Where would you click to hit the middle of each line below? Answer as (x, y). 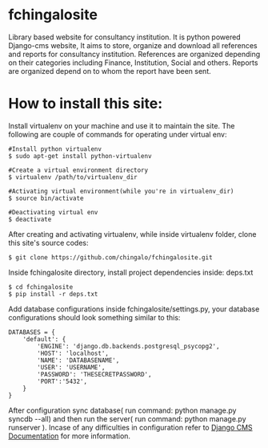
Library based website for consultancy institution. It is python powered (125, 37)
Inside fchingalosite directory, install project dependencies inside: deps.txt (131, 272)
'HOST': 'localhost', (73, 353)
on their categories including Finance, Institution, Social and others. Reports (133, 63)
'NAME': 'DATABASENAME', (78, 360)
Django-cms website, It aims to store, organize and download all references (133, 45)
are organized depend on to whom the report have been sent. (110, 71)
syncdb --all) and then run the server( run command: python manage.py (127, 418)
